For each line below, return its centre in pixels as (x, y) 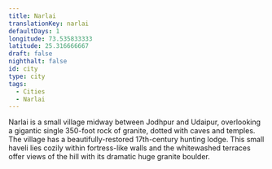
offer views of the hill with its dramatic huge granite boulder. (109, 157)
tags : (18, 84)
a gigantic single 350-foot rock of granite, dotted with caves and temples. (132, 131)
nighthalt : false (38, 62)
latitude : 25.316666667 (49, 46)
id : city (23, 69)
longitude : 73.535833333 (50, 39)
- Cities (31, 91)
